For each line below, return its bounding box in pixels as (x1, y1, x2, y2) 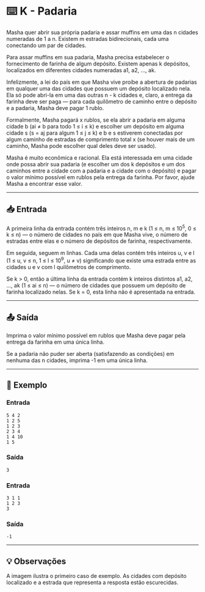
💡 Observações (6, 556, 67, 566)
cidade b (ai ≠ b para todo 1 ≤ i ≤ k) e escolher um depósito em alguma (6, 122, 184, 130)
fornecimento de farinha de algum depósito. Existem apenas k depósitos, (6, 60, 190, 67)
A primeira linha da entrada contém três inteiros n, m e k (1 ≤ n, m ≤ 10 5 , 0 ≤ (6, 223, 197, 232)
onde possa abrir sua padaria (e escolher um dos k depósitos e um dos (6, 160, 185, 168)
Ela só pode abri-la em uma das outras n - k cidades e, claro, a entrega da (6, 91, 193, 98)
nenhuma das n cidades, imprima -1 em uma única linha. (6, 357, 148, 364)
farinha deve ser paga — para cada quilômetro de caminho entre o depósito (6, 98, 197, 105)
